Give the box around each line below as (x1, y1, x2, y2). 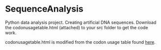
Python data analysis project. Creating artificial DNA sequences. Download (5, 19, 157, 25)
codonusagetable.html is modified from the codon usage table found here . (5, 39, 156, 45)
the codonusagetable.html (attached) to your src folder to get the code (5, 24, 148, 30)
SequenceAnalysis (5, 3, 83, 15)
